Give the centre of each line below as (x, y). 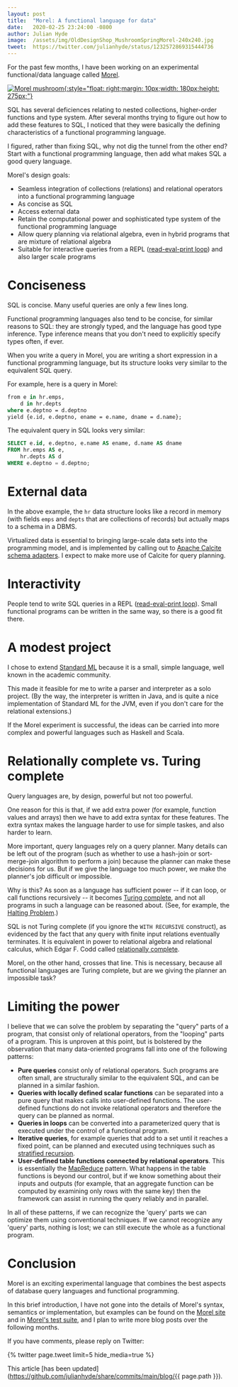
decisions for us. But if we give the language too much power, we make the (117, 869)
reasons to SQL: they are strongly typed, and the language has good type (114, 326)
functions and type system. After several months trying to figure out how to (117, 117)
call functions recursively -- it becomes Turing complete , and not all (106, 897)
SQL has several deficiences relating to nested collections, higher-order (112, 110)
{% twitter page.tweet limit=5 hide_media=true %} (81, 1354)
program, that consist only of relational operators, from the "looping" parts (116, 1033)
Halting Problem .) (33, 913)
